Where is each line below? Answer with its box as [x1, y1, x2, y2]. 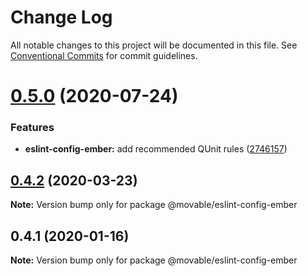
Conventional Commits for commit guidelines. [10, 49, 198, 61]
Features [10, 121, 55, 135]
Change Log [10, 6, 113, 29]
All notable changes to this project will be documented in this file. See [10, 39, 298, 51]
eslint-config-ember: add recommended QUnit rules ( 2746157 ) [24, 143, 288, 155]
